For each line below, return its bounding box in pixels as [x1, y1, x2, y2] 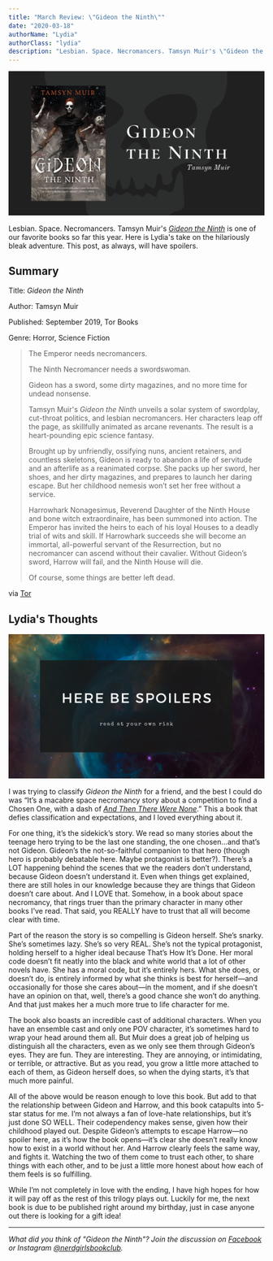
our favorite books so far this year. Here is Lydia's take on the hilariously [8, 232, 250, 241]
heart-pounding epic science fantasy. [28, 431, 154, 441]
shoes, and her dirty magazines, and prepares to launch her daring [28, 472, 253, 482]
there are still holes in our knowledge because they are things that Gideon [8, 880, 256, 889]
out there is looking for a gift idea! [8, 1211, 122, 1220]
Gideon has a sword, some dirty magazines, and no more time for [28, 380, 248, 390]
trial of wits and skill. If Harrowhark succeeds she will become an [28, 531, 246, 541]
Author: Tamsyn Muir [8, 302, 79, 311]
